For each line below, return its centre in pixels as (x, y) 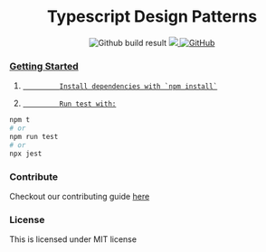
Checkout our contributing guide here (80, 196)
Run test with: (88, 104)
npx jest (26, 154)
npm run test (34, 136)
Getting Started (44, 66)
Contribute (34, 176)
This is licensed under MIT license (73, 239)
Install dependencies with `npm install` (138, 87)
